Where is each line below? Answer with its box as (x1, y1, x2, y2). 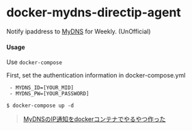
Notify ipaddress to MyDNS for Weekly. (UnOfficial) (6, 27, 151, 35)
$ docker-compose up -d (6, 102, 74, 110)
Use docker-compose (6, 58, 63, 66)
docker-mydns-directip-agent (6, 5, 182, 20)
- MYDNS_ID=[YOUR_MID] (9, 84, 74, 91)
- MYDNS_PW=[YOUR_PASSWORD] (9, 91, 90, 97)
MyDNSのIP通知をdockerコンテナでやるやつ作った (23, 115, 166, 123)
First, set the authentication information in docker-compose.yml (6, 71, 186, 80)
